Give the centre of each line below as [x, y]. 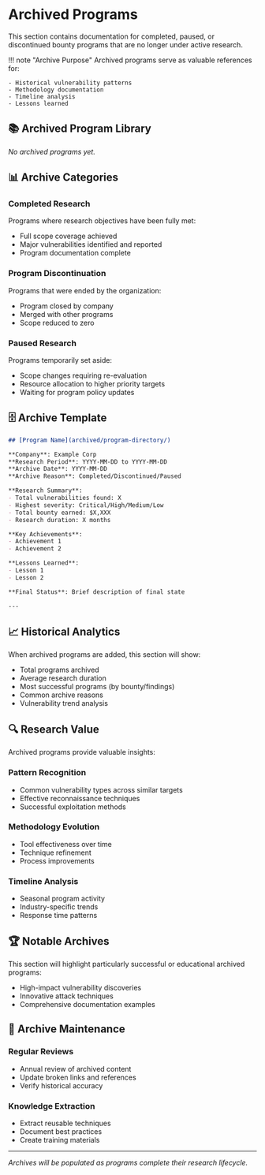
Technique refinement [56, 852]
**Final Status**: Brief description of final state [97, 592]
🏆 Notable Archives [59, 941]
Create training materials [60, 1140]
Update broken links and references [78, 1077]
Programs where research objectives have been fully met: [102, 221]
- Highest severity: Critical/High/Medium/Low [86, 505]
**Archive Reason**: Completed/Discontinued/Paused [95, 476]
